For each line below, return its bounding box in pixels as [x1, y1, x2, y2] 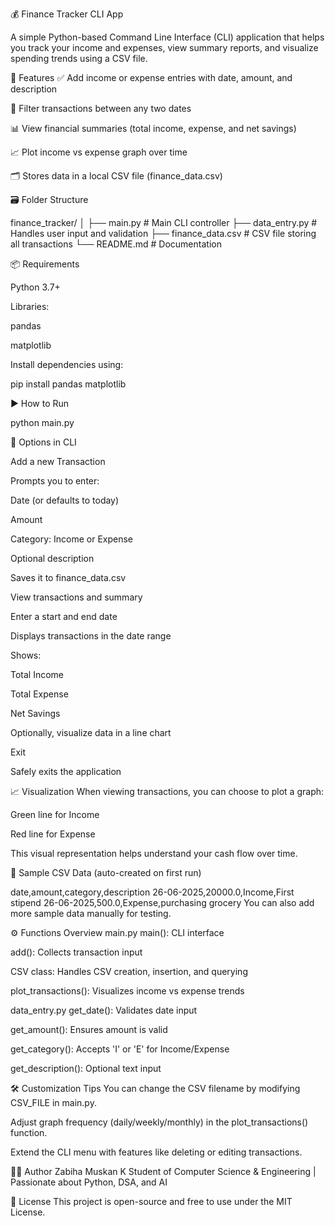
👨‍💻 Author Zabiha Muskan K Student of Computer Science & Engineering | [10, 1166, 317, 1177]
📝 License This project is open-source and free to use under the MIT [10, 1196, 293, 1207]
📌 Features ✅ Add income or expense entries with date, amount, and [10, 72, 293, 83]
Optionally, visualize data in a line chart [10, 727, 172, 738]
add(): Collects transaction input [10, 946, 143, 958]
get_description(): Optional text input [10, 1063, 162, 1074]
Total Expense [10, 688, 69, 700]
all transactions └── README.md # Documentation [10, 238, 222, 250]
